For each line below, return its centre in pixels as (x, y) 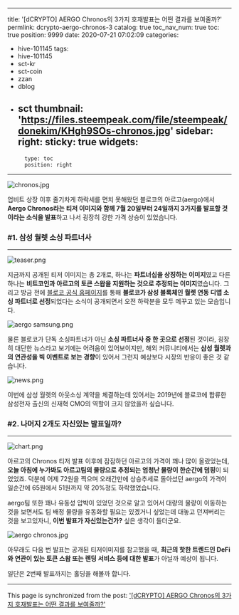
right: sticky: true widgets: (78, 142)
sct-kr (26, 64)
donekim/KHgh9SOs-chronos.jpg (94, 131)
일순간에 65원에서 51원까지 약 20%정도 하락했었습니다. (84, 488)
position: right (48, 164)
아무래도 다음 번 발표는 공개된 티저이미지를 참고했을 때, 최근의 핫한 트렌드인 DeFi (119, 550)
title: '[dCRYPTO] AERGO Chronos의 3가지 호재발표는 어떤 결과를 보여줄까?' (115, 19)
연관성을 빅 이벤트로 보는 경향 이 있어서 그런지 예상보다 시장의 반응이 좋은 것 (118, 357)
